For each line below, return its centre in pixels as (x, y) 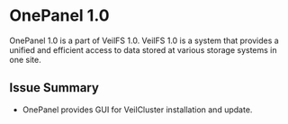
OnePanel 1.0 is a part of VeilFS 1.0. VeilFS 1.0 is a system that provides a (144, 40)
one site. (26, 59)
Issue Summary (54, 88)
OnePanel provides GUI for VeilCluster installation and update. (137, 110)
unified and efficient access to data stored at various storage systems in (143, 49)
